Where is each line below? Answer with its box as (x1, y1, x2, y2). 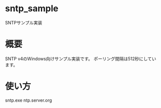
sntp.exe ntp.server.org (5, 97, 52, 103)
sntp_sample (5, 3, 59, 14)
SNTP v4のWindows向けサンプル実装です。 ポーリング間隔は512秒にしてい (5, 56, 157, 62)
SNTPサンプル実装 (5, 20, 43, 25)
